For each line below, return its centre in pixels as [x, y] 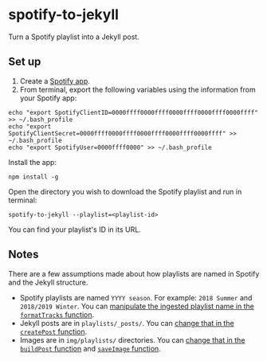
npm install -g [33, 177]
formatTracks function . [57, 314]
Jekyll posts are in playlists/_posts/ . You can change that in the [127, 323]
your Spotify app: [48, 98]
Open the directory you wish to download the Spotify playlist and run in [125, 191]
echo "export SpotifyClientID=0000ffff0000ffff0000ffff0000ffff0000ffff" [133, 112]
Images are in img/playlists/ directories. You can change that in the [132, 339]
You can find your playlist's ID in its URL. [75, 230]
